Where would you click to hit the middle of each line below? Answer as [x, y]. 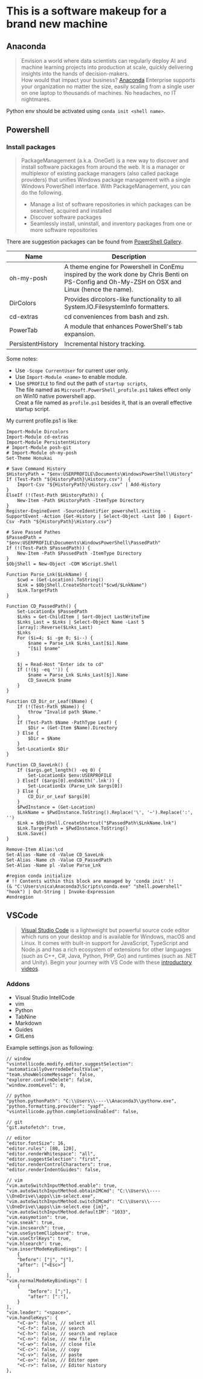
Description [129, 256]
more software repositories [64, 230]
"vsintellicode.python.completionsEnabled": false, [72, 1111]
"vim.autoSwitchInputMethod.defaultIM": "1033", [69, 1212]
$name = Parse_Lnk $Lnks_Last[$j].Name [78, 675]
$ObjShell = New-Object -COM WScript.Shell [62, 564]
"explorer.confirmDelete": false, [50, 1080]
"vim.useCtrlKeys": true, [39, 1238]
